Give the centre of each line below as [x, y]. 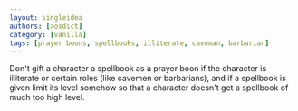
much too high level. [47, 97]
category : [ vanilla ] [48, 34]
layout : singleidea [46, 18]
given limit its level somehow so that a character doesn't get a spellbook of [149, 88]
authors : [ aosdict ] [46, 26]
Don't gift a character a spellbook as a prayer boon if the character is [138, 69]
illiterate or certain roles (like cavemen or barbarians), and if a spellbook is [148, 79]
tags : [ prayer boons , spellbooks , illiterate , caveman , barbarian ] [139, 43]
